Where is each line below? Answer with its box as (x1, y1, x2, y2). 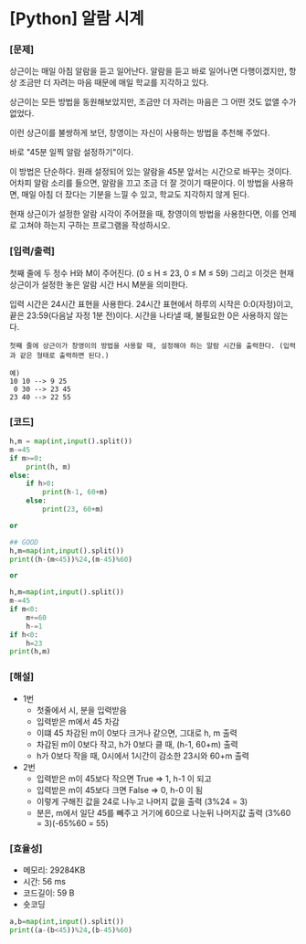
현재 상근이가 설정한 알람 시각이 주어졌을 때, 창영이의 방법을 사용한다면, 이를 (9, 208, 280, 219)
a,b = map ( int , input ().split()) (9, 917, 125, 926)
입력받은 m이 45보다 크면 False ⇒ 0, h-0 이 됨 (36, 784, 204, 795)
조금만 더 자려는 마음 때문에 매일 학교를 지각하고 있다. (18, 77, 209, 88)
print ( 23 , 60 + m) (42, 504, 104, 514)
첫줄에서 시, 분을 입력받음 (36, 705, 128, 716)
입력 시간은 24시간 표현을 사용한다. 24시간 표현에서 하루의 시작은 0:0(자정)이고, (9, 298, 294, 309)
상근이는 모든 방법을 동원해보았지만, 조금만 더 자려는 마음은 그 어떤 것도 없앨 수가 (9, 97, 297, 108)
